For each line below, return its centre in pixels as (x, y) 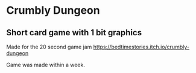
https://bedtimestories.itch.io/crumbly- (141, 47)
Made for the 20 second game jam (49, 47)
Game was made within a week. (46, 65)
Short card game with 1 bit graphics (74, 33)
